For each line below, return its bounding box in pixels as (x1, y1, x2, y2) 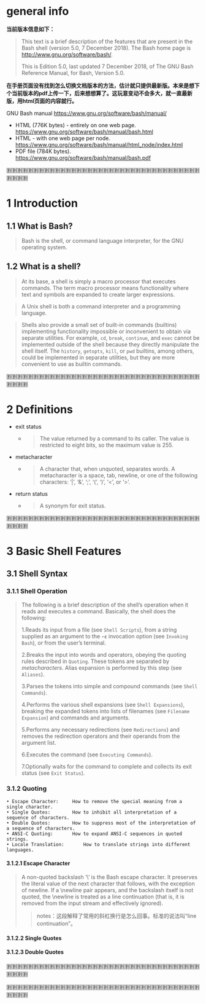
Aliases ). (21, 670, 45, 678)
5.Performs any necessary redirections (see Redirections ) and (21, 726, 180, 733)
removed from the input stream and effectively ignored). (21, 900, 164, 907)
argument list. (21, 739, 56, 746)
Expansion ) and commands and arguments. (21, 714, 130, 721)
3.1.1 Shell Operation (6, 587, 67, 595)
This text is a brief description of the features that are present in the (21, 37, 193, 45)
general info (6, 4, 69, 18)
